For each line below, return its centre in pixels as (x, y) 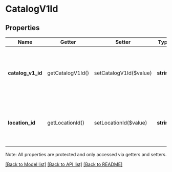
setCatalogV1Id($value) (123, 73)
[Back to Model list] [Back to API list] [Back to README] (64, 164)
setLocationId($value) (121, 123)
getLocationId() (66, 123)
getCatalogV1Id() (68, 73)
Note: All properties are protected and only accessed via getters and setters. (86, 154)
